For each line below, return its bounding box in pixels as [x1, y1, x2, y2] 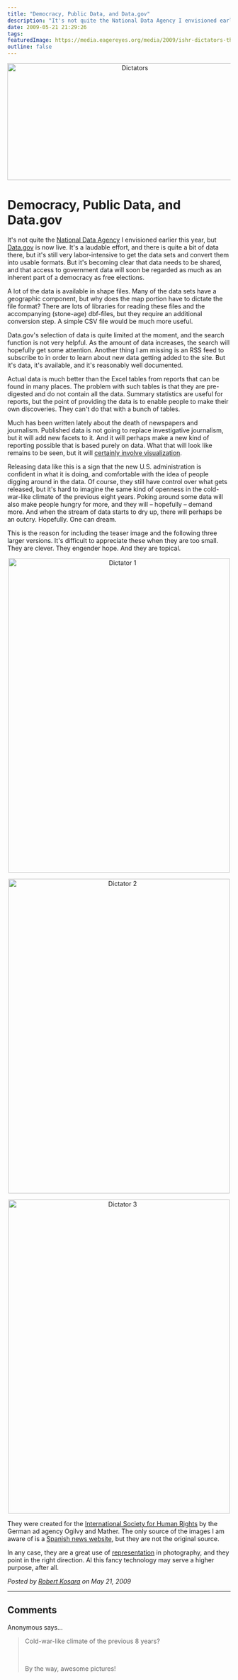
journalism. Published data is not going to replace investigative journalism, [7, 426, 224, 435]
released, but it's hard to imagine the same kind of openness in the [7, 485, 203, 493]
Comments [7, 1604, 57, 1616]
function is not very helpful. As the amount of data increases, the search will [7, 338, 230, 347]
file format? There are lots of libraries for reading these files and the [7, 302, 205, 310]
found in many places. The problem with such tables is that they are [7, 382, 205, 391]
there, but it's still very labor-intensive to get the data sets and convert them [7, 250, 229, 259]
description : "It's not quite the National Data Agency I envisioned [7, 17, 217, 24]
